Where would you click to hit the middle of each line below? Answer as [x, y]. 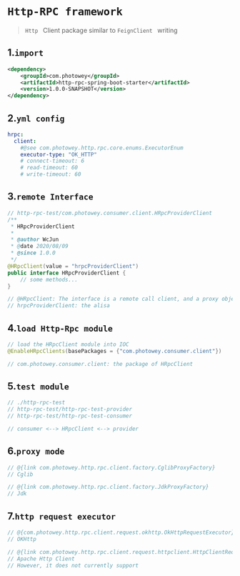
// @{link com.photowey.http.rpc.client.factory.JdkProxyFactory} [108, 487]
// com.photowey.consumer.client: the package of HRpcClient [100, 364]
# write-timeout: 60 [51, 174]
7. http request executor [62, 516]
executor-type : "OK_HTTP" [59, 154]
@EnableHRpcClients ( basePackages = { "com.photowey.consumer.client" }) [115, 351]
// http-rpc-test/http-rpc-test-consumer [70, 416]
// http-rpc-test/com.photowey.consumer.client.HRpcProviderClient [110, 213]
